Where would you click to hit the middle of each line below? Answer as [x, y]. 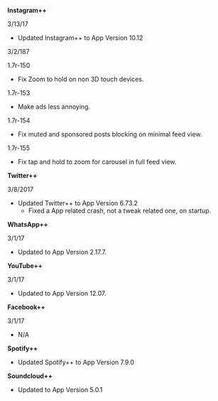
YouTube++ [25, 266]
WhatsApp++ [28, 224]
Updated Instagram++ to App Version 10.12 [80, 38]
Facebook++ [27, 307]
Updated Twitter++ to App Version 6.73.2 [78, 203]
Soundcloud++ [30, 376]
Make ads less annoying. [54, 107]
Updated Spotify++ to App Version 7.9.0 [76, 362]
